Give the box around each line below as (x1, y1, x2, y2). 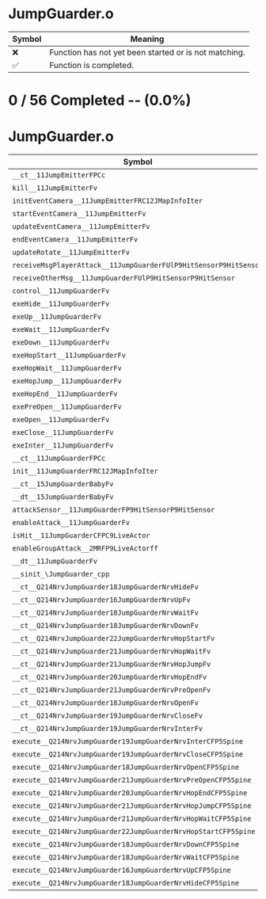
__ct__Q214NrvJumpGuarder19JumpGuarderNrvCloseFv (12, 711, 203, 721)
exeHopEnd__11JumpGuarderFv (12, 390, 118, 398)
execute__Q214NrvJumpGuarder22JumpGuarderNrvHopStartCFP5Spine (12, 827, 256, 836)
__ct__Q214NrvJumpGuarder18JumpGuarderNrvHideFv (12, 583, 199, 592)
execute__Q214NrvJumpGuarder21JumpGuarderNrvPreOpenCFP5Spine (12, 775, 252, 785)
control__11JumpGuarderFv (12, 287, 110, 295)
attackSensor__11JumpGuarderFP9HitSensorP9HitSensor (12, 505, 215, 515)
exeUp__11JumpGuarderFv (12, 312, 102, 322)
